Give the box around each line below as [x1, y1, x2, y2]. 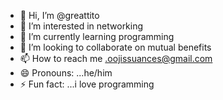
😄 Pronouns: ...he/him [19, 67, 113, 79]
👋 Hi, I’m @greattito [19, 10, 100, 21]
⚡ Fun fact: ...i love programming [19, 78, 155, 90]
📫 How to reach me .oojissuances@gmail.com [19, 53, 213, 64]
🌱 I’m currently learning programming [19, 31, 175, 42]
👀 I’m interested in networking [19, 20, 144, 32]
